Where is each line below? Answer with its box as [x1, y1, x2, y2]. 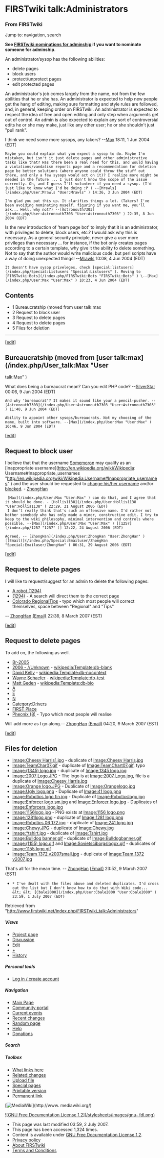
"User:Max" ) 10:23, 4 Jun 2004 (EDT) [51, 278, 130, 283]
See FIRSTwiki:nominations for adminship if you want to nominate [5, 42, 142, 48]
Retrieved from [5, 903, 35, 909]
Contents [5, 291, 34, 299]
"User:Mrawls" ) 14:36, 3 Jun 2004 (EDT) [57, 190, 143, 195]
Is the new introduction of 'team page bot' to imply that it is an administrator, [5, 224, 159, 230]
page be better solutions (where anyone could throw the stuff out [5, 169, 145, 173]
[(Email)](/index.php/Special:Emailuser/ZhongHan [5, 538, 108, 543]
